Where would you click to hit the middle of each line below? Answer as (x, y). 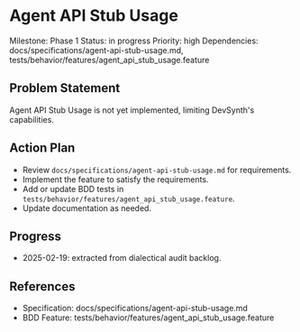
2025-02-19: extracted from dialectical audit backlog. (122, 258)
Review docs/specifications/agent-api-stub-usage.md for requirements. (157, 170)
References (42, 286)
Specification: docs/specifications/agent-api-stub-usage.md (135, 309)
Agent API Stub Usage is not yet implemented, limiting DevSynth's (132, 110)
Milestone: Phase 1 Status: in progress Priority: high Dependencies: (134, 41)
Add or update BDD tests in (73, 189)
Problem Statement (65, 88)
